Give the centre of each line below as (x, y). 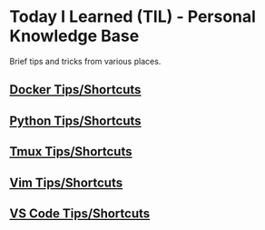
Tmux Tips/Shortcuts (71, 152)
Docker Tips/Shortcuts (75, 90)
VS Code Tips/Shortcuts (80, 213)
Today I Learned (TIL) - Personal (133, 17)
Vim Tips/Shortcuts (66, 182)
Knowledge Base (74, 36)
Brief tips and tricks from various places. (85, 61)
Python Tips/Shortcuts (76, 120)
